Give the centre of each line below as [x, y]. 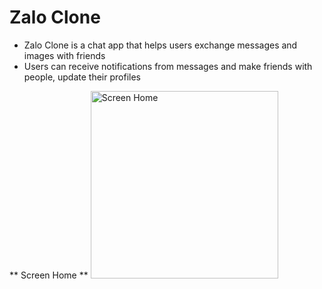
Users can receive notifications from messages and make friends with [168, 66]
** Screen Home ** [49, 275]
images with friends [64, 55]
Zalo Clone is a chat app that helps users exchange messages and [160, 45]
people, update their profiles [82, 77]
